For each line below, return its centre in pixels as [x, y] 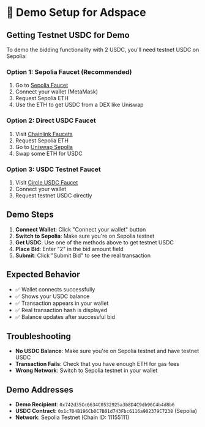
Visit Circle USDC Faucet [47, 182]
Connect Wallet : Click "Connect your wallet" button [80, 229]
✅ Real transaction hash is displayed [61, 310]
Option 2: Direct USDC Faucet [51, 120]
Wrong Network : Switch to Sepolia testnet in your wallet [86, 370]
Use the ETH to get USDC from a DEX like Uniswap [79, 105]
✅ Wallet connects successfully [55, 289]
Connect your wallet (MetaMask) [57, 92]
